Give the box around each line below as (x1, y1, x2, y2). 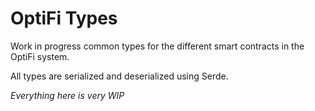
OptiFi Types (10, 7, 118, 30)
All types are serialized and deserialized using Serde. (10, 70, 229, 82)
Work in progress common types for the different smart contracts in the (10, 40, 305, 52)
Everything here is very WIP (10, 89, 125, 101)
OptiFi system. (10, 50, 70, 62)
